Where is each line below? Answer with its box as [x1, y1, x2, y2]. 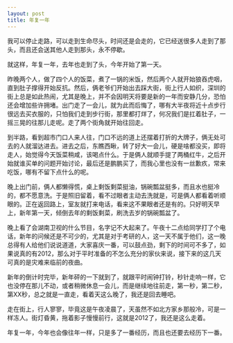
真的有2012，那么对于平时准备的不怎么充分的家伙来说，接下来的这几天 [19, 249, 222, 258]
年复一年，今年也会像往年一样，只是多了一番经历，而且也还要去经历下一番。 [7, 328, 226, 337]
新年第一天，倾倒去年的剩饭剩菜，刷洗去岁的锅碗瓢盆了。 [19, 208, 184, 217]
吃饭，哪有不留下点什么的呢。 [7, 167, 92, 176]
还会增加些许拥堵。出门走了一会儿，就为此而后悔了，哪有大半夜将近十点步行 [7, 101, 226, 109]
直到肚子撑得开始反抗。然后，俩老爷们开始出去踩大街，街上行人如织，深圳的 [7, 83, 226, 92]
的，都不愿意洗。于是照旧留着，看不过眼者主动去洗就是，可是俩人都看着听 [7, 191, 220, 199]
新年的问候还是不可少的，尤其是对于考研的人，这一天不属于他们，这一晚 [19, 232, 226, 240]
